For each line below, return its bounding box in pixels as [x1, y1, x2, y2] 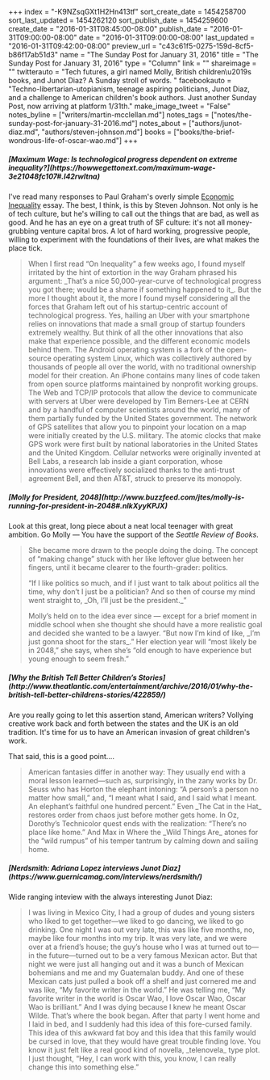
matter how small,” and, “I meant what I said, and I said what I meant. [27, 792, 258, 803]
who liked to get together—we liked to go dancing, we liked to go [27, 916, 244, 926]
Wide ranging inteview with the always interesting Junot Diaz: [8, 892, 213, 901]
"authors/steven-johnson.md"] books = [41, 127, 172, 137]
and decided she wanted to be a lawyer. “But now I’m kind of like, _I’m [27, 628, 260, 638]
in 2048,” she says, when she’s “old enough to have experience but [27, 645, 252, 655]
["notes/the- [210, 110, 252, 120]
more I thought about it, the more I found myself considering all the [27, 293, 251, 302]
